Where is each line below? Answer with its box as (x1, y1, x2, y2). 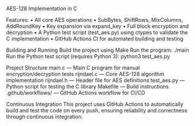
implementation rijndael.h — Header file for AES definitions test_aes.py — (6, 77, 185, 84)
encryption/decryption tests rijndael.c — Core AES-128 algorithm (6, 71, 164, 77)
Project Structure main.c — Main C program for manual (6, 64, 140, 71)
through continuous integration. (6, 113, 83, 120)
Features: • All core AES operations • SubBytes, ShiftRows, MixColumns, (6, 16, 183, 23)
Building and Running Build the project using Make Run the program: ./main (6, 47, 189, 54)
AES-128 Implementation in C (6, 5, 78, 12)
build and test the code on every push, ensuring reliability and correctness (6, 107, 187, 114)
